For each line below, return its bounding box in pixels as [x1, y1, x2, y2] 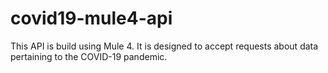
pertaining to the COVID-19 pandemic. [10, 50, 168, 62]
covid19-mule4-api [10, 7, 173, 30]
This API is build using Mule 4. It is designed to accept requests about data [10, 40, 319, 52]
